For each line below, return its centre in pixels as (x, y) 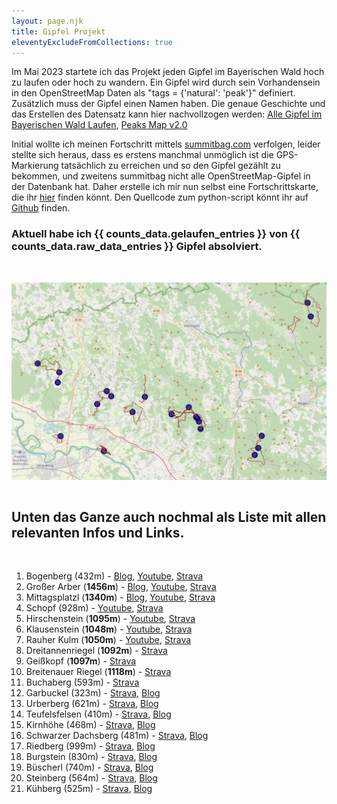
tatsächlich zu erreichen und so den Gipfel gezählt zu (170, 166)
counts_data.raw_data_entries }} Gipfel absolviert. (137, 247)
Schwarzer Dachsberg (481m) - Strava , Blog (117, 735)
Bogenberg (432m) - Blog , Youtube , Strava (114, 576)
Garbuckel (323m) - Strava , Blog (93, 692)
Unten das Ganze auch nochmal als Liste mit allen (169, 516)
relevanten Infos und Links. (98, 532)
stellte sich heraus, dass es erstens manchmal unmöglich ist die (142, 155)
